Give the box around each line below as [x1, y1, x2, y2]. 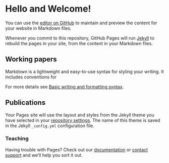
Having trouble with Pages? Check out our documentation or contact [5, 146, 148, 152]
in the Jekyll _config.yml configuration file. [5, 123, 94, 129]
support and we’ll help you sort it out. [5, 152, 83, 158]
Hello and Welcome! [5, 3, 91, 15]
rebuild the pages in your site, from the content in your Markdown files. [5, 40, 153, 46]
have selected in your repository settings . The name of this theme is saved [5, 117, 160, 123]
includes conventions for [5, 74, 57, 80]
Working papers [5, 55, 57, 64]
